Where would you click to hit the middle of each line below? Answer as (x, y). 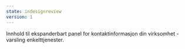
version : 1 (19, 17)
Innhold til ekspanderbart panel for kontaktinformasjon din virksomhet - (92, 33)
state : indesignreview (34, 11)
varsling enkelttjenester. (35, 40)
